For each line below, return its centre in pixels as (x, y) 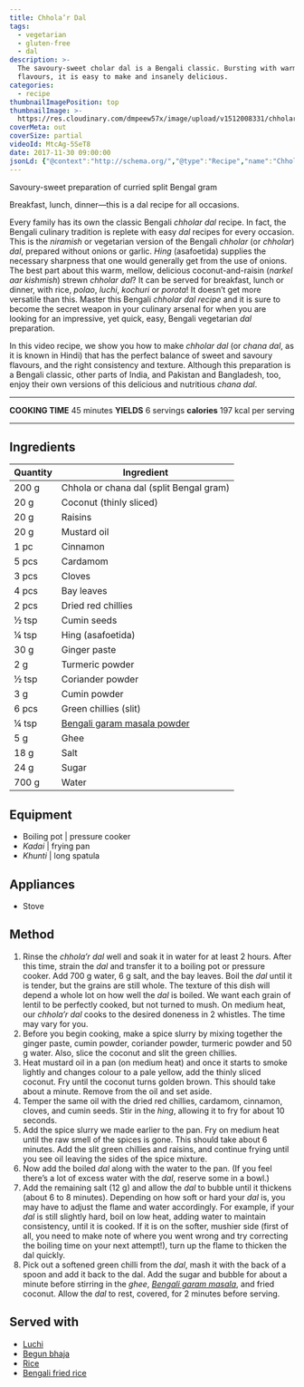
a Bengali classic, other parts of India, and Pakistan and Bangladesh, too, (145, 374)
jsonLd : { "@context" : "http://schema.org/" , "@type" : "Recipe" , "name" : (141, 161)
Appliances (42, 884)
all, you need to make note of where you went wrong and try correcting (155, 1236)
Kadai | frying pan (56, 846)
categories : (32, 85)
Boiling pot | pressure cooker (76, 837)
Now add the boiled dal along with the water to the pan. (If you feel (147, 1168)
